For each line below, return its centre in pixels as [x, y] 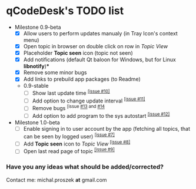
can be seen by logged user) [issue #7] [69, 136]
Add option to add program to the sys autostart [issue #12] [101, 115]
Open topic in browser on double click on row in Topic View [96, 46]
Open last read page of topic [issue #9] [69, 151]
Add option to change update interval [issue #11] [89, 100]
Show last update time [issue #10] [71, 92]
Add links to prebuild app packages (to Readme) [82, 79]
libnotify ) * [36, 67]
